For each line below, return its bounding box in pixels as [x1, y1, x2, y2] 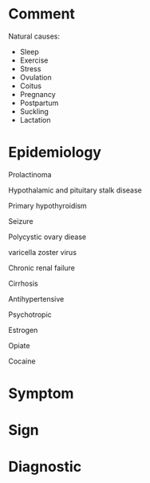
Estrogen [8, 325, 38, 335]
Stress [19, 63, 41, 73]
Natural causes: [8, 31, 60, 41]
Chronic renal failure [8, 262, 76, 273]
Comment [8, 5, 76, 23]
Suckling [19, 106, 49, 116]
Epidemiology [8, 144, 102, 161]
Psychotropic [8, 310, 52, 319]
